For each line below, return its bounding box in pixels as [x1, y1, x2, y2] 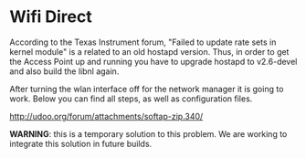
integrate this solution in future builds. [9, 138, 153, 149]
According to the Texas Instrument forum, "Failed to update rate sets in [9, 37, 277, 47]
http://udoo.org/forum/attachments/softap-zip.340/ [9, 111, 204, 121]
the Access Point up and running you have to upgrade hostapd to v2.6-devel [9, 56, 298, 67]
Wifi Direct [9, 6, 93, 27]
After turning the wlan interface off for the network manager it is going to [9, 83, 284, 94]
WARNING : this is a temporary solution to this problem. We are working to [9, 128, 288, 139]
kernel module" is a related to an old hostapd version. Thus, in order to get [9, 46, 290, 57]
